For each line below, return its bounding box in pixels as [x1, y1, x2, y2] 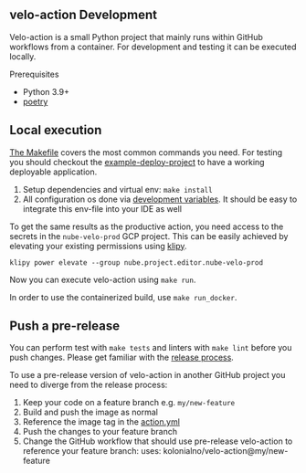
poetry [22, 96, 48, 107]
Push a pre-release [9, 319, 121, 334]
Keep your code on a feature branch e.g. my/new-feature [22, 397, 236, 408]
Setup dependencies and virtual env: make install [22, 184, 213, 194]
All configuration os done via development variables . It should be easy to [22, 194, 298, 205]
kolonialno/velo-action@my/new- [163, 446, 289, 457]
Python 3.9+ [22, 86, 70, 97]
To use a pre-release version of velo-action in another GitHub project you [9, 370, 286, 381]
